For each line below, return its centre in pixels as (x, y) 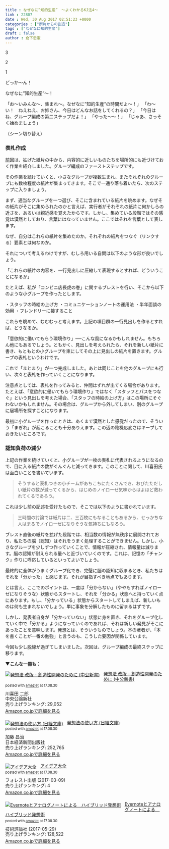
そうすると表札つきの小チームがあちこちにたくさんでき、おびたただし (90, 483)
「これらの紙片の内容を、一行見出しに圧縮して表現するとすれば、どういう (82, 270)
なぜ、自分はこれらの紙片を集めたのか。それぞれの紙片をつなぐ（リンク (80, 236)
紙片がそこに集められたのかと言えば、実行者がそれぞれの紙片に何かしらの (87, 207)
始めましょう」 (25, 123)
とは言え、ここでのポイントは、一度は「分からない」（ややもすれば (75, 588)
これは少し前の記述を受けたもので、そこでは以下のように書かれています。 (82, 507)
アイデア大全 (53, 766)
